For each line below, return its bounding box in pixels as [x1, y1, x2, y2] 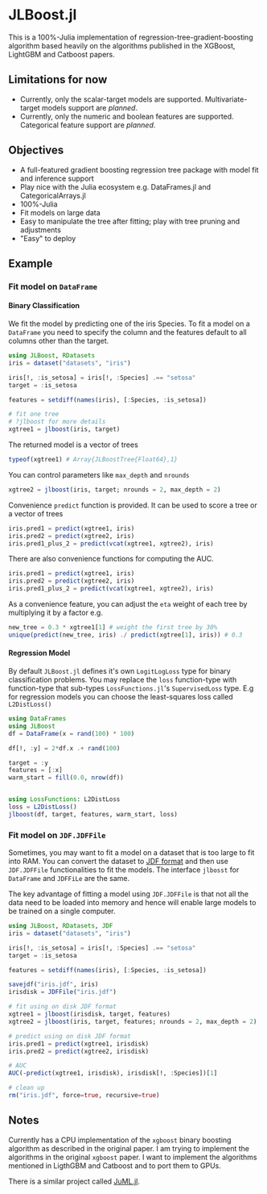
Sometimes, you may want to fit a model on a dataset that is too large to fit [8, 848, 255, 858]
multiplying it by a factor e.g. [8, 607, 103, 618]
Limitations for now [8, 73, 108, 86]
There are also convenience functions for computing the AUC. [8, 554, 215, 564]
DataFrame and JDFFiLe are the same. [8, 874, 130, 883]
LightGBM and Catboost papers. [8, 49, 115, 59]
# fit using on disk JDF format [8, 1003, 117, 1011]
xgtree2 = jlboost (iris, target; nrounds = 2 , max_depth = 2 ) [8, 486, 221, 494]
